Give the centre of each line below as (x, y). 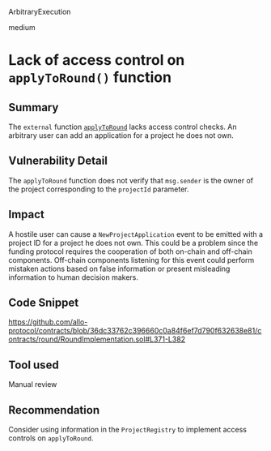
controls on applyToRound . (51, 438)
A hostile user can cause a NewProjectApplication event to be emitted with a (136, 234)
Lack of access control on (97, 60)
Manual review (33, 384)
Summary (34, 107)
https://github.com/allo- (48, 322)
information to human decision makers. (74, 277)
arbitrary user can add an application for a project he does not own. (121, 135)
